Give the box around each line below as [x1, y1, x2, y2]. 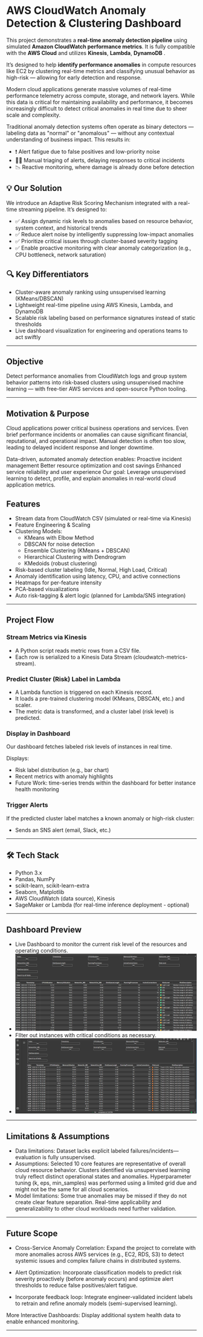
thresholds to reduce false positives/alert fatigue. [14, 1282, 138, 1289]
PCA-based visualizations [14, 586, 80, 592]
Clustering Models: [14, 528, 62, 535]
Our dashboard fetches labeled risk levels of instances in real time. [6, 743, 172, 750]
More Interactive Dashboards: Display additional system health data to [6, 1312, 181, 1319]
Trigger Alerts [6, 801, 48, 809]
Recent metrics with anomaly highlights [14, 773, 114, 780]
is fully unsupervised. [42, 1154, 96, 1161]
